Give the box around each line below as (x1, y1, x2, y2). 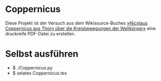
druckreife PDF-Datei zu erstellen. (5, 30, 76, 36)
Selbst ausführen (5, 48, 79, 59)
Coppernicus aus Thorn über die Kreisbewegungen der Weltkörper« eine (5, 25, 156, 31)
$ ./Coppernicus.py (12, 64, 53, 70)
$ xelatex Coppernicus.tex (12, 70, 67, 76)
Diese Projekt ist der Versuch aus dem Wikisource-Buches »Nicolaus (5, 20, 148, 26)
